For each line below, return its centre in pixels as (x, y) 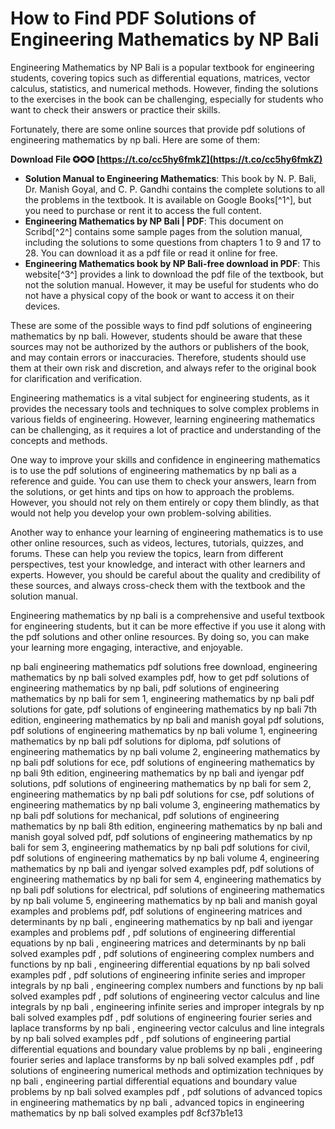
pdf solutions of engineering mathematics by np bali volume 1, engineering (164, 730)
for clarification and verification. (76, 378)
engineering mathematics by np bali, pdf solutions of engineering (145, 688)
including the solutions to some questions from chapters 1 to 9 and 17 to (173, 242)
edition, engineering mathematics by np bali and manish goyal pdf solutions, (167, 719)
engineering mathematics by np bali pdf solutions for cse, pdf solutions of (162, 794)
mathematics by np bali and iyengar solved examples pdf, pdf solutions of (162, 868)
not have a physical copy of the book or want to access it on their (159, 295)
